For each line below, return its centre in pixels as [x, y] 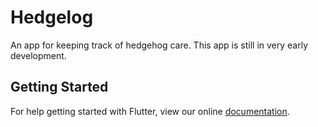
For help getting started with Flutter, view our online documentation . [150, 111]
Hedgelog [52, 17]
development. [38, 55]
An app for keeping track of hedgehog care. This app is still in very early [159, 45]
